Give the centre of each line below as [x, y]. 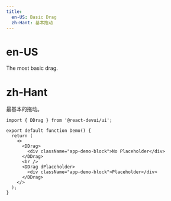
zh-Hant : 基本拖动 [32, 22]
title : [14, 12]
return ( [22, 136]
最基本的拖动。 [24, 109]
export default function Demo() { [49, 131]
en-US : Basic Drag [34, 17]
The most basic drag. [32, 68]
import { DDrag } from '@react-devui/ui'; [59, 121]
